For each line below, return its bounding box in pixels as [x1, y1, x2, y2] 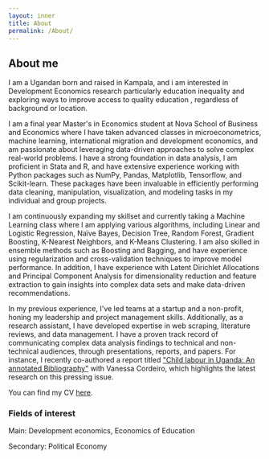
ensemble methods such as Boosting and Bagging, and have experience [8, 246, 248, 256]
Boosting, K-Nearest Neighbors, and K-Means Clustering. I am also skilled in [8, 237, 260, 247]
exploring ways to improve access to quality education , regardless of [8, 95, 238, 105]
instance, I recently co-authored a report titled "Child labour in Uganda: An [8, 355, 255, 365]
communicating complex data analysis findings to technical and [8, 338, 219, 348]
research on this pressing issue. [8, 372, 114, 382]
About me [8, 56, 59, 70]
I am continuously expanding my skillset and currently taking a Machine [8, 211, 246, 221]
